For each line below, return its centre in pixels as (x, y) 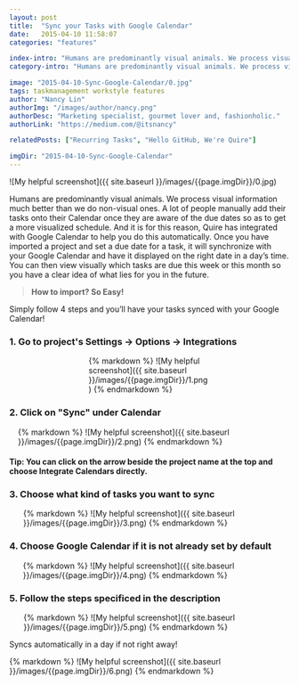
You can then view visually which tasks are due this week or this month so (145, 265)
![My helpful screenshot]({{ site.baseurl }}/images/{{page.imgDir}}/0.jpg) (143, 182)
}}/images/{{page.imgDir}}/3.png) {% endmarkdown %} (126, 523)
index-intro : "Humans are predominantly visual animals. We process (139, 59)
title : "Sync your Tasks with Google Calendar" (101, 26)
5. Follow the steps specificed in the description (115, 598)
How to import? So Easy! (77, 292)
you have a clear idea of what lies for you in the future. (109, 274)
